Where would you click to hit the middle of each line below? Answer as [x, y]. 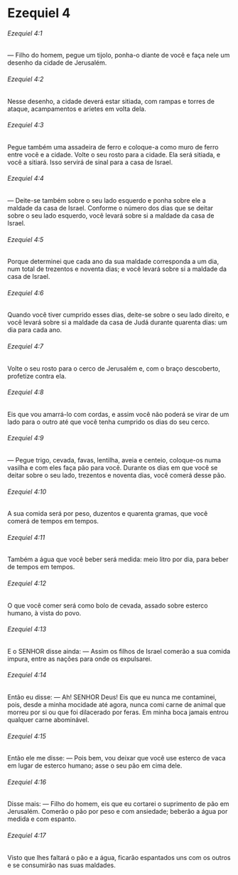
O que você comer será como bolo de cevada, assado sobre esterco [108, 605]
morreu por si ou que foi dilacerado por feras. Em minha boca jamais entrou [118, 712]
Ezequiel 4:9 [26, 438]
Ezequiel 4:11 [26, 537]
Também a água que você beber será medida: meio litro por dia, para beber [118, 559]
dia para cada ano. [35, 330]
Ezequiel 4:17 [27, 836]
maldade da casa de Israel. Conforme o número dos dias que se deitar [110, 208]
